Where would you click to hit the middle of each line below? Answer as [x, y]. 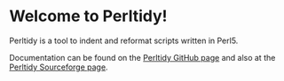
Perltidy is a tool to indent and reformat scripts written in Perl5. [124, 40]
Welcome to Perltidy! [88, 16]
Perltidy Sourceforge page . [59, 67]
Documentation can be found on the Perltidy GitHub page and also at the [142, 57]
